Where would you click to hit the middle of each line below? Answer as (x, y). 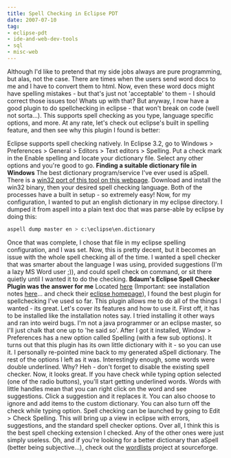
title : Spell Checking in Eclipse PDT (63, 13)
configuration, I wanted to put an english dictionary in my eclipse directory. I (115, 202)
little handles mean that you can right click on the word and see (97, 388)
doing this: (22, 216)
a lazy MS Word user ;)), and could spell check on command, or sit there (110, 271)
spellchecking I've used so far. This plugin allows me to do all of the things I (114, 301)
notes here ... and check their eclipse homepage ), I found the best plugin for (114, 293)
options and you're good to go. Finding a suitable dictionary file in (102, 165)
